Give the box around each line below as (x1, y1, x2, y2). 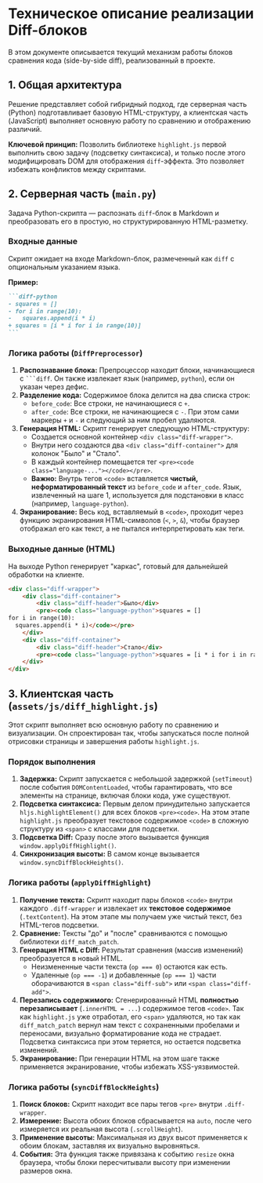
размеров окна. (19, 1166, 73, 1175)
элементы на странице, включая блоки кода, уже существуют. (19, 790, 231, 801)
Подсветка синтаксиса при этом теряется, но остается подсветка (19, 1037, 241, 1046)
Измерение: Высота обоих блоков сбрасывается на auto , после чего (19, 1115, 252, 1125)
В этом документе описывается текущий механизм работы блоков (8, 47, 233, 57)
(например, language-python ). (31, 499, 129, 509)
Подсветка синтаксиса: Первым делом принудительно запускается (19, 799, 250, 809)
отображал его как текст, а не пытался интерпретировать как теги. (19, 524, 245, 534)
